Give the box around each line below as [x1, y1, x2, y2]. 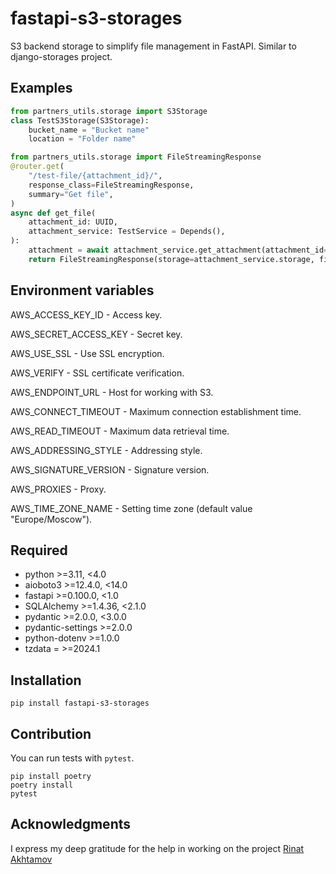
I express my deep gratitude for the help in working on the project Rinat [10, 842, 305, 854]
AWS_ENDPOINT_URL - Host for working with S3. [10, 386, 214, 398]
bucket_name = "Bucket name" [28, 125, 150, 135]
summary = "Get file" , [28, 189, 114, 199]
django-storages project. [10, 50, 113, 62]
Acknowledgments [10, 816, 132, 833]
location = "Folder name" [28, 134, 137, 144]
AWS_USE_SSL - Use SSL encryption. [10, 347, 165, 359]
